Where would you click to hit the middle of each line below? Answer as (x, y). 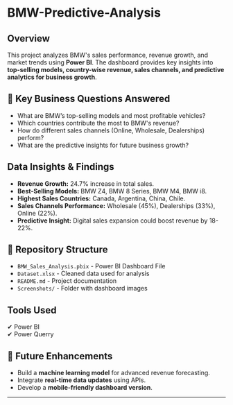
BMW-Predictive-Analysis (84, 13)
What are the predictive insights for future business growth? (103, 145)
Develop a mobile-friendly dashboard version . (85, 388)
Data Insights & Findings (61, 167)
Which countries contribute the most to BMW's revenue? (98, 123)
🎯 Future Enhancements (60, 356)
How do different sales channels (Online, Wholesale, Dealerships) (111, 130)
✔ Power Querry (31, 334)
